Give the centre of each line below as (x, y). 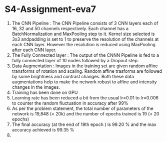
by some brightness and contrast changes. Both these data (73, 76)
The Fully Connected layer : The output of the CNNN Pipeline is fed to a (85, 55)
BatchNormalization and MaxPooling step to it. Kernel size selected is (83, 34)
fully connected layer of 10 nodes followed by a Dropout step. (75, 60)
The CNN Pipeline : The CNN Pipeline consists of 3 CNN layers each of (85, 23)
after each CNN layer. (34, 50)
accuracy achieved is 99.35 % (43, 129)
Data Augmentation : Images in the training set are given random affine (85, 66)
